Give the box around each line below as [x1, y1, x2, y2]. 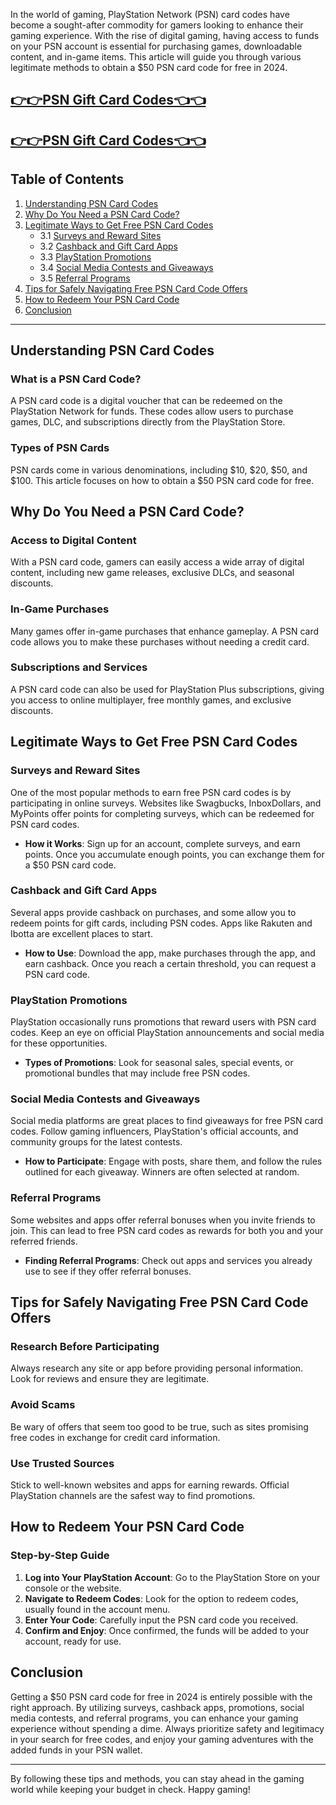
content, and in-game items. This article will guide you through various [10, 51, 302, 63]
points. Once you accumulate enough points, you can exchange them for [24, 848, 325, 860]
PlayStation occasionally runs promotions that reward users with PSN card [10, 1016, 317, 1028]
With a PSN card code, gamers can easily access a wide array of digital [10, 556, 305, 568]
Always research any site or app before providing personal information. [10, 1362, 304, 1374]
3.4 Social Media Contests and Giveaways [39, 261, 214, 273]
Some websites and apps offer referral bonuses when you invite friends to [10, 1214, 316, 1226]
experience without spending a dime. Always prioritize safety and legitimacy [10, 1722, 325, 1734]
